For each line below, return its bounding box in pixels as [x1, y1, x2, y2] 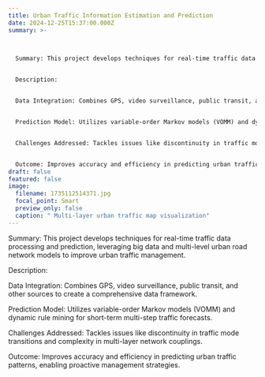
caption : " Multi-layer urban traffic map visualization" [15, 211, 211, 219]
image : [8, 182, 30, 190]
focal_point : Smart [15, 197, 80, 205]
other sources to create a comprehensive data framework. [8, 289, 198, 298]
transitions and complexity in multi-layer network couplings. [8, 336, 203, 345]
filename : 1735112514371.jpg [15, 190, 111, 198]
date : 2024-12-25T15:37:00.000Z [8, 19, 114, 27]
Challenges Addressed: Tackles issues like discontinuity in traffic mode [8, 328, 240, 338]
